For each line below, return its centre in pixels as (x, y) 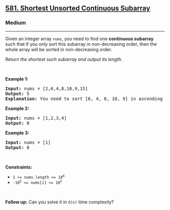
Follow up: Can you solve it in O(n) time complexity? (60, 202)
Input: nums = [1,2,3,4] (36, 118)
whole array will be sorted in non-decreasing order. (59, 49)
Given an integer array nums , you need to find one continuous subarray (79, 39)
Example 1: (17, 79)
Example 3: (17, 133)
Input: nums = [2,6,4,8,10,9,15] (47, 89)
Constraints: (19, 167)
